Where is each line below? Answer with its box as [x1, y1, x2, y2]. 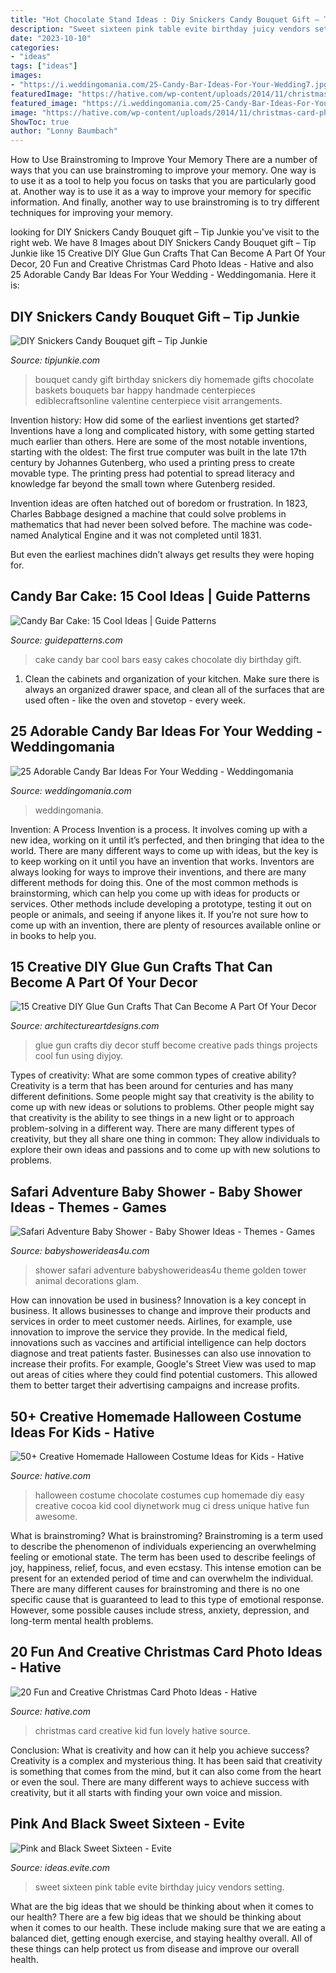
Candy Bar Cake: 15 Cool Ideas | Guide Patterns [10, 588, 311, 605]
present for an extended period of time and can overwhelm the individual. [10, 1572, 314, 1584]
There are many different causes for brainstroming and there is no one [10, 1583, 300, 1595]
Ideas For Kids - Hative [10, 1424, 155, 1441]
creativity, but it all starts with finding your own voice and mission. [10, 1786, 283, 1798]
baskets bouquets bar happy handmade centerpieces [34, 384, 256, 396]
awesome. [34, 1511, 78, 1522]
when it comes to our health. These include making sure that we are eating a [10, 1921, 326, 1933]
